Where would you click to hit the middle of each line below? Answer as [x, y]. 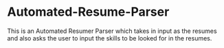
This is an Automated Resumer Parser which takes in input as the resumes [112, 31]
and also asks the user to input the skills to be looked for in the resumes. [110, 38]
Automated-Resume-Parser [88, 12]
